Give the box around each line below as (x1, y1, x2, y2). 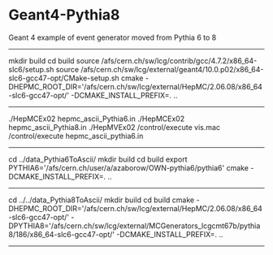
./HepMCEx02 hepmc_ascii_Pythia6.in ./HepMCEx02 (8, 114, 185, 123)
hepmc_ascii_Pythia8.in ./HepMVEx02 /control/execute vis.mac (8, 122, 221, 132)
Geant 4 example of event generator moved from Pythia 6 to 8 (8, 32, 217, 42)
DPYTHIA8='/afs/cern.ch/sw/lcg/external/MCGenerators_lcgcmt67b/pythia (8, 221, 261, 231)
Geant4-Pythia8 (8, 6, 120, 24)
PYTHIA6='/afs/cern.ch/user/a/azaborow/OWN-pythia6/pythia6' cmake (8, 162, 249, 172)
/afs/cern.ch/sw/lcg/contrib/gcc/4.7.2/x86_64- (101, 55, 258, 66)
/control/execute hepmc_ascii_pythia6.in (8, 131, 144, 140)
